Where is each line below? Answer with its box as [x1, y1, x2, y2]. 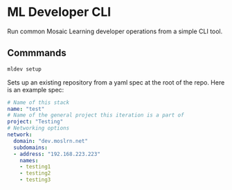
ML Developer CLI [7, 4, 111, 20]
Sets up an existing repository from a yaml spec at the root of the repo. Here [7, 78, 225, 87]
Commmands [7, 47, 67, 59]
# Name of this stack [7, 98, 70, 106]
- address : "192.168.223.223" [13, 150, 100, 157]
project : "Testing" [7, 119, 64, 126]
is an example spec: [7, 85, 64, 94]
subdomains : [13, 144, 48, 151]
